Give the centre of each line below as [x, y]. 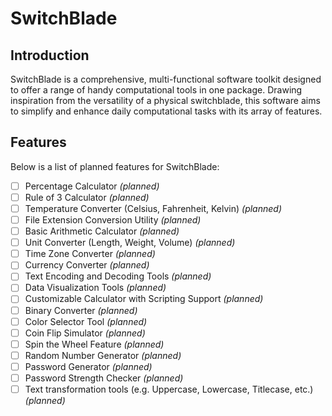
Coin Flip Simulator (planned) [85, 333]
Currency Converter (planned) [87, 265]
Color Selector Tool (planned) [86, 321]
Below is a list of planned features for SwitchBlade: [115, 166]
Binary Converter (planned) [81, 310]
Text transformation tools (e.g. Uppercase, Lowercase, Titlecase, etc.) [169, 389]
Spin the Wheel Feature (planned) [94, 344]
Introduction [50, 55]
